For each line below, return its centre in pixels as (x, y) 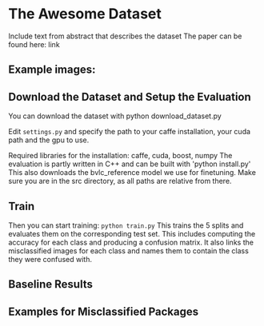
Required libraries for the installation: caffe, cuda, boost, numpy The (120, 156)
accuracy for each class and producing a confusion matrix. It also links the (131, 242)
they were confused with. (50, 259)
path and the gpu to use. (49, 140)
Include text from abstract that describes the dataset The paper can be (125, 36)
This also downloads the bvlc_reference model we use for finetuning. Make (132, 173)
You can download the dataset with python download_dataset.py (115, 116)
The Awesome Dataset (85, 14)
